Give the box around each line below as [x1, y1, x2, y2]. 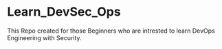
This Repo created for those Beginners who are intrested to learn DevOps [7, 27, 215, 35]
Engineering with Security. [7, 33, 82, 42]
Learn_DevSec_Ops [7, 4, 122, 20]
